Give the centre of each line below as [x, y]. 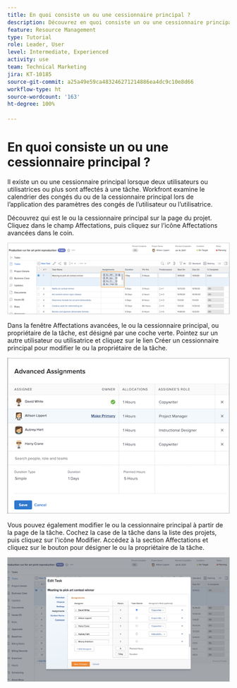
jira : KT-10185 [30, 74]
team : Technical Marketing [47, 67]
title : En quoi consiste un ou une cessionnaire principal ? [99, 15]
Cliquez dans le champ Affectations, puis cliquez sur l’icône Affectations [113, 225]
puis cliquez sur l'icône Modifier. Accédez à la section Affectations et [108, 540]
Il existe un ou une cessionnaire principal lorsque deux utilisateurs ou [108, 182]
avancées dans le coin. [41, 233]
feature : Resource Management [52, 30]
